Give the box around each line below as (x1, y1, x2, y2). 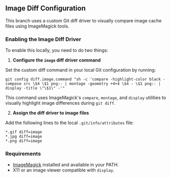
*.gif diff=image (5, 130, 42, 135)
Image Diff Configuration (5, 4, 86, 13)
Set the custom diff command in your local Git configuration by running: (5, 67, 156, 73)
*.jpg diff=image (5, 134, 42, 139)
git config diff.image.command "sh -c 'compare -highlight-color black (5, 77, 161, 82)
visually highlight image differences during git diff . (5, 100, 116, 106)
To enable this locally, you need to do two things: (5, 47, 108, 53)
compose (5, 81, 22, 86)
